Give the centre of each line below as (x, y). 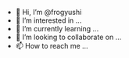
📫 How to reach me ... (52, 46)
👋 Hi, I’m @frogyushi (48, 12)
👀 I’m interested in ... (48, 20)
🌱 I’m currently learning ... (57, 29)
